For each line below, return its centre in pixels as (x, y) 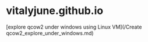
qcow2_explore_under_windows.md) (50, 33)
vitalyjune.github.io (55, 11)
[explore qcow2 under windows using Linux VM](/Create (74, 27)
